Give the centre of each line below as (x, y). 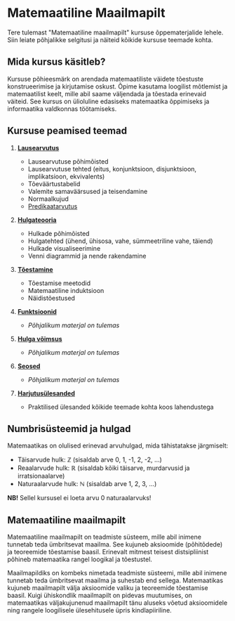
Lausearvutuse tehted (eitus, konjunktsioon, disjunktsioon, (112, 169)
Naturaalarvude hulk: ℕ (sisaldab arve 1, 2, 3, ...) (87, 484)
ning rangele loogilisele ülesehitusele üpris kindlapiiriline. (89, 610)
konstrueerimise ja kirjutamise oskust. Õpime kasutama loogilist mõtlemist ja (117, 86)
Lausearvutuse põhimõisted (68, 161)
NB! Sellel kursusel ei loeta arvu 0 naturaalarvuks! (79, 498)
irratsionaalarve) (41, 476)
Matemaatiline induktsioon (66, 290)
